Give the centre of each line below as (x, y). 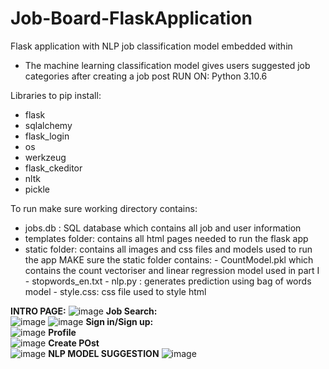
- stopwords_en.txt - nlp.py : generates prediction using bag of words (168, 281)
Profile (62, 332)
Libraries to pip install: (56, 95)
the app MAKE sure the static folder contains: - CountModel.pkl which (169, 259)
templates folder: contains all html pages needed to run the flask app (166, 238)
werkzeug (45, 157)
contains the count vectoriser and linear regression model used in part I (172, 270)
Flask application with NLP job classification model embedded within (151, 46)
